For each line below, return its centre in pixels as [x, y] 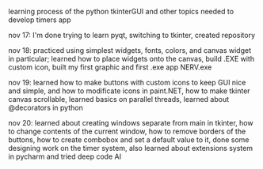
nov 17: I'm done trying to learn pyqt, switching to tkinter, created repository [132, 35]
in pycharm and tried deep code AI [65, 156]
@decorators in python [46, 107]
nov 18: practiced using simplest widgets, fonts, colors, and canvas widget [130, 50]
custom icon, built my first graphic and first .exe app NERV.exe [110, 67]
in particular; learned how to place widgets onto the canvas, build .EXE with [131, 59]
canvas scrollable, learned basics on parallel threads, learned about [119, 99]
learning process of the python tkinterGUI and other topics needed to [121, 11]
